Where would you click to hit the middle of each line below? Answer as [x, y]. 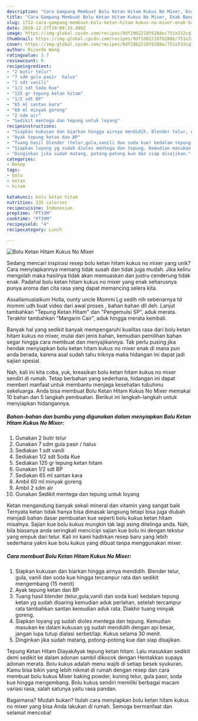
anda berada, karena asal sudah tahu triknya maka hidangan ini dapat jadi [96, 354]
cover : [15, 45]
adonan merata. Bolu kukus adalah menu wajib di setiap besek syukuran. [95, 663]
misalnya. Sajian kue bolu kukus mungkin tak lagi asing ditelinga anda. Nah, [98, 524]
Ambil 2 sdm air [34, 488]
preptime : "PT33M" [29, 213]
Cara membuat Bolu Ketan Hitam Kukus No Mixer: [69, 556]
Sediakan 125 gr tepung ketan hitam [58, 462]
